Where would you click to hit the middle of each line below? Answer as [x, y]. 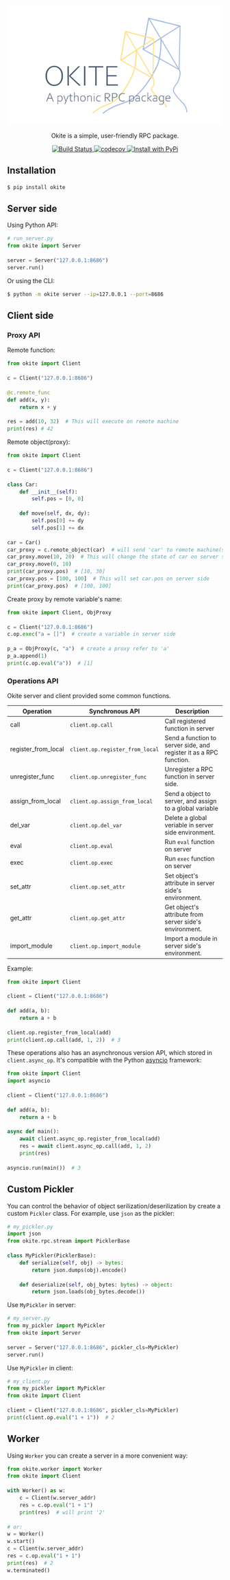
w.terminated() [29, 1570]
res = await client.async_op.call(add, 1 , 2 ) [86, 1146]
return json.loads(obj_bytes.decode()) [89, 1292]
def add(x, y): [29, 400]
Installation [31, 171]
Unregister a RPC [189, 769]
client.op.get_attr [97, 919]
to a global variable [192, 808]
